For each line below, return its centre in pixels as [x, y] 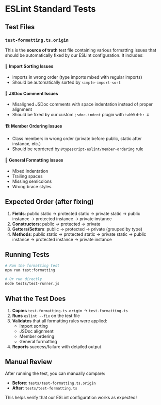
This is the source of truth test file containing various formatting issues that [81, 50]
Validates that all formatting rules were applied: [60, 321]
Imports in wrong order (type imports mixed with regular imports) [77, 77]
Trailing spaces [27, 176]
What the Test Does [35, 299]
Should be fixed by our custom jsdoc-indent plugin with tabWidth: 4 [80, 115]
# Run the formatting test [32, 266]
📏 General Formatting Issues [34, 160]
